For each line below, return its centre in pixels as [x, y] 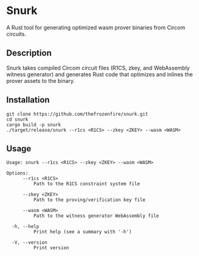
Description [29, 53]
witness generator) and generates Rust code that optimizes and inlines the [100, 74]
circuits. [16, 34]
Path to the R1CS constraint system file [86, 184]
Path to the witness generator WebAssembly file [96, 216]
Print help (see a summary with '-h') [82, 232]
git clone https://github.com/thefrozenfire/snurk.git [77, 114]
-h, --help [26, 227]
